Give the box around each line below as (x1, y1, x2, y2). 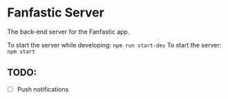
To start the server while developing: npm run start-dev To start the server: (7, 41, 222, 49)
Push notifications (17, 85, 69, 93)
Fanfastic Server (7, 5, 105, 21)
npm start (7, 48, 36, 55)
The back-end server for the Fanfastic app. (7, 27, 130, 36)
